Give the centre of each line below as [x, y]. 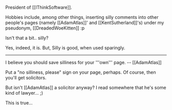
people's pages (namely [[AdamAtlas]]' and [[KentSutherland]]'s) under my [85, 23]
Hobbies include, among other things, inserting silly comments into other [82, 17]
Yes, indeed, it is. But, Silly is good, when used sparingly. [65, 48]
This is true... [19, 103]
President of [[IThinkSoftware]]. [39, 7]
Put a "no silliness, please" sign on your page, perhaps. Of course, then [81, 72]
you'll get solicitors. [26, 78]
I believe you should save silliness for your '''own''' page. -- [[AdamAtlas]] [84, 62]
